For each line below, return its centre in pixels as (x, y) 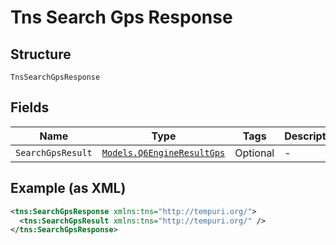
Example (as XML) (68, 188)
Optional (254, 153)
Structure (41, 54)
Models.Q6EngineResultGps (163, 152)
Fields (30, 107)
